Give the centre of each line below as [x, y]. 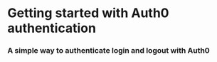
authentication [52, 28]
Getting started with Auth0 [88, 13]
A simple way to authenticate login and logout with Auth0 [108, 51]
